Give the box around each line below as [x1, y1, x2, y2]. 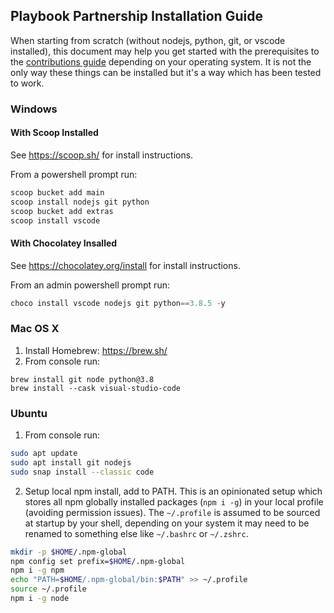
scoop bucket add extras [10, 206, 114, 216]
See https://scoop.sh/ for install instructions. [10, 149, 194, 161]
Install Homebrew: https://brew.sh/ [24, 344, 168, 356]
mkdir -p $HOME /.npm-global [10, 547, 128, 557]
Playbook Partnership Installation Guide [10, 8, 263, 25]
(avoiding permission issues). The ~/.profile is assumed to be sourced [24, 506, 321, 518]
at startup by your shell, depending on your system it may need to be [24, 517, 310, 529]
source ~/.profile [10, 584, 87, 594]
